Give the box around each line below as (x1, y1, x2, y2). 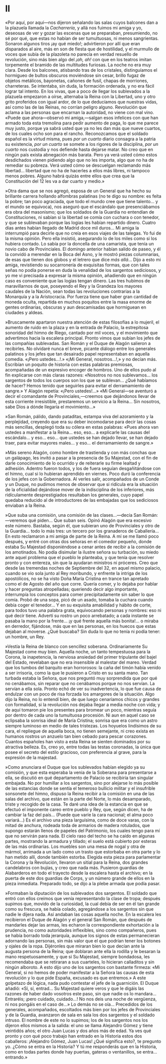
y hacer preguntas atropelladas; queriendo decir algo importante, (5, 586, 139, 592)
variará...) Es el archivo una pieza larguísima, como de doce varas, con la (5, 817, 155, 823)
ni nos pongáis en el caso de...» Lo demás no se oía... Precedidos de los (5, 1001, 153, 1007)
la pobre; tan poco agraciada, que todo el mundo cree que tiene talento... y (5, 198, 159, 204)
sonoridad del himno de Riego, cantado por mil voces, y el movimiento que (5, 330, 158, 336)
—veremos (5, 517, 28, 523)
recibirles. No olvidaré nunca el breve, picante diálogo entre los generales (5, 346, 156, 352)
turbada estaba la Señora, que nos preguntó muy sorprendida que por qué (5, 675, 158, 681)
